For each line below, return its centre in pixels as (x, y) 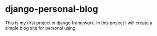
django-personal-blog (52, 9)
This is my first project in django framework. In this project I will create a (79, 23)
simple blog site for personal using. (41, 28)
